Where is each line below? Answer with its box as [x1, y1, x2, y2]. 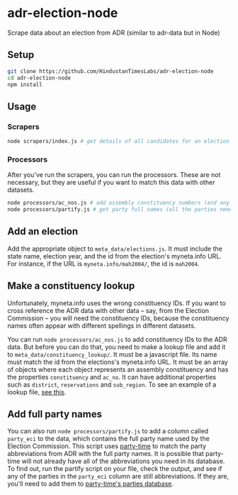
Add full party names [7, 409, 103, 420]
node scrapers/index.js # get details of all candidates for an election [7, 138, 230, 145]
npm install [7, 81, 42, 88]
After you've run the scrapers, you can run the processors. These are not [7, 171, 221, 179]
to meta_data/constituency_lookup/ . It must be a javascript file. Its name [7, 350, 217, 358]
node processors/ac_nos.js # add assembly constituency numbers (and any [7, 200, 230, 207]
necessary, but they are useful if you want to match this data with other [7, 178, 215, 187]
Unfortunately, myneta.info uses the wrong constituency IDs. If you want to [7, 299, 227, 307]
